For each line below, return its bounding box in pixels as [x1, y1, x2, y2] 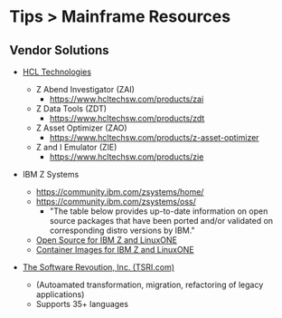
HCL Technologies [22, 66, 92, 77]
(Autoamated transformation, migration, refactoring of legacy [35, 279, 264, 290]
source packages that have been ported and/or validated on [49, 216, 274, 226]
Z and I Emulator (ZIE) [35, 142, 117, 152]
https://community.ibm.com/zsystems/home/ [35, 187, 204, 197]
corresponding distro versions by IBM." [49, 225, 196, 236]
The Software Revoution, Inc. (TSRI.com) [22, 262, 174, 273]
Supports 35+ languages [35, 299, 129, 309]
